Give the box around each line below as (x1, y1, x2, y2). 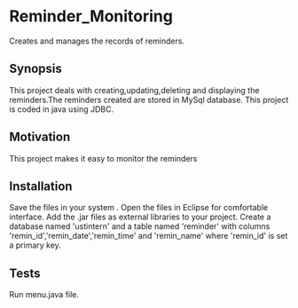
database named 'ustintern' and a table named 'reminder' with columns (9, 221, 271, 232)
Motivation (9, 130, 71, 145)
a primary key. (9, 240, 62, 250)
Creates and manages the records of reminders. (9, 36, 184, 46)
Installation (9, 178, 73, 193)
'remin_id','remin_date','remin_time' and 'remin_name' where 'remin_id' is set (9, 231, 288, 241)
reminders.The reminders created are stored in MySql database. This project (9, 94, 289, 105)
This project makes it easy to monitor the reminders (9, 153, 198, 163)
